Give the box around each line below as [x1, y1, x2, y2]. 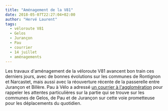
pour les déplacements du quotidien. [5, 100, 82, 106]
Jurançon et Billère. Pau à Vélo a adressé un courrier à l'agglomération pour [5, 84, 163, 90]
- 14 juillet [10, 49, 37, 54]
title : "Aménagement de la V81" [5, 7, 73, 13]
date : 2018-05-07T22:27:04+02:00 [5, 12, 76, 17]
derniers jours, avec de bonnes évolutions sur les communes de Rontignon [5, 74, 161, 80]
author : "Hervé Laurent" [5, 17, 58, 22]
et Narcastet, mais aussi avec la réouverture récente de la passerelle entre [5, 79, 160, 85]
